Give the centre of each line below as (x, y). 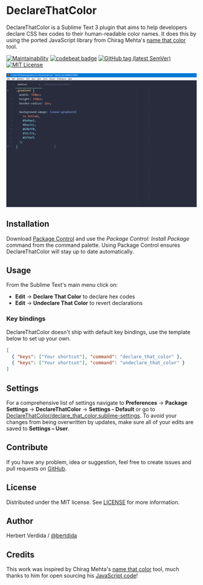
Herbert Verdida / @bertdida (42, 535)
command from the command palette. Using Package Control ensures (93, 245)
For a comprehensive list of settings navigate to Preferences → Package (97, 403)
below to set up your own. (39, 338)
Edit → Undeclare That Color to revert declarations (79, 303)
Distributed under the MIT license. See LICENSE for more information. (93, 502)
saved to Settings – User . (38, 429)
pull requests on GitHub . (37, 468)
